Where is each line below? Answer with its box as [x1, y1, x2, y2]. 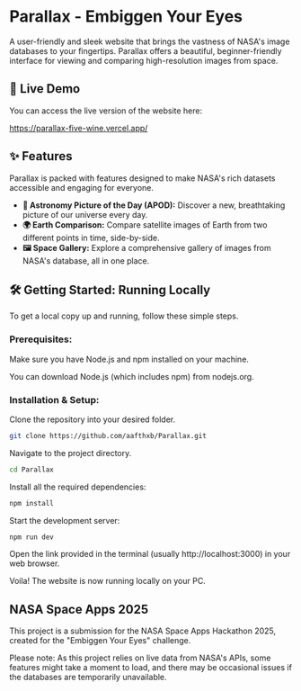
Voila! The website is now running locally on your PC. [9, 576, 207, 587]
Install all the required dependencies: [9, 481, 146, 492]
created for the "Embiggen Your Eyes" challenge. [9, 635, 191, 646]
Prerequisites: [9, 333, 73, 345]
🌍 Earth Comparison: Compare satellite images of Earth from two [22, 219, 268, 230]
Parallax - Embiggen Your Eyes [9, 6, 243, 27]
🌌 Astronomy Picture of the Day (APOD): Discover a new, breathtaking [22, 200, 286, 211]
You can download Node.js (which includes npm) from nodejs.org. [9, 371, 254, 381]
